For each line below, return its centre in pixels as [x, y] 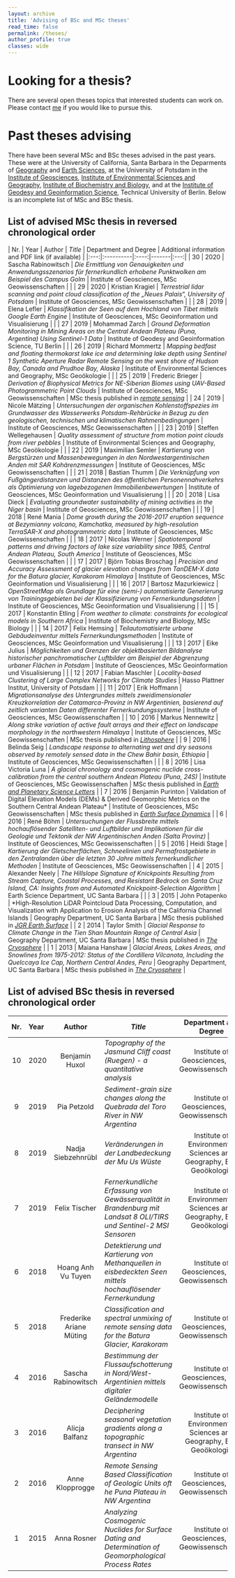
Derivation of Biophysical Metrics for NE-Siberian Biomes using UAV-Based [116, 383]
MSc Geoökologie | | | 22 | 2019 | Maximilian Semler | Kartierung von [106, 450]
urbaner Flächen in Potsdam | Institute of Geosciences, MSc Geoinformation [118, 665]
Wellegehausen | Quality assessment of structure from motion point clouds [116, 435]
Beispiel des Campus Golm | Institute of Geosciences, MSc [92, 279]
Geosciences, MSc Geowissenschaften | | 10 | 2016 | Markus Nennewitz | [113, 717]
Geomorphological [135, 1556]
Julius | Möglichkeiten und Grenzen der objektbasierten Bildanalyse [105, 650]
